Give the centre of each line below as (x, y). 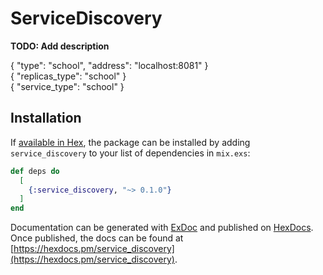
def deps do (35, 171)
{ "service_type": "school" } (67, 86)
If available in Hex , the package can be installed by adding (130, 142)
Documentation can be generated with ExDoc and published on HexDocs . (162, 228)
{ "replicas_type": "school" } (68, 76)
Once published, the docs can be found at (97, 238)
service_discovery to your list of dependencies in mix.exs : (130, 153)
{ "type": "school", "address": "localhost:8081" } (109, 65)
